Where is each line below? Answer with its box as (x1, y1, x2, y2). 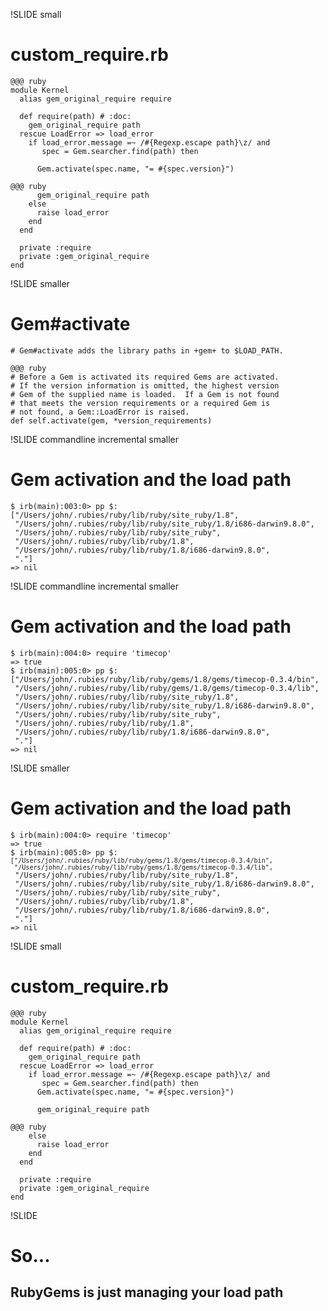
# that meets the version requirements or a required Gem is (10, 398, 271, 408)
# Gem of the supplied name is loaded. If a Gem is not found (10, 389, 280, 399)
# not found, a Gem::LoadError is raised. (10, 407, 190, 417)
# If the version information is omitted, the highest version (10, 380, 280, 391)
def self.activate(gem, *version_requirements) (10, 415, 213, 426)
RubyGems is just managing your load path (10, 1284, 284, 1301)
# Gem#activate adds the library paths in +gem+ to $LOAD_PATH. (10, 345, 284, 356)
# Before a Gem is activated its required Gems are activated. (10, 372, 280, 382)
